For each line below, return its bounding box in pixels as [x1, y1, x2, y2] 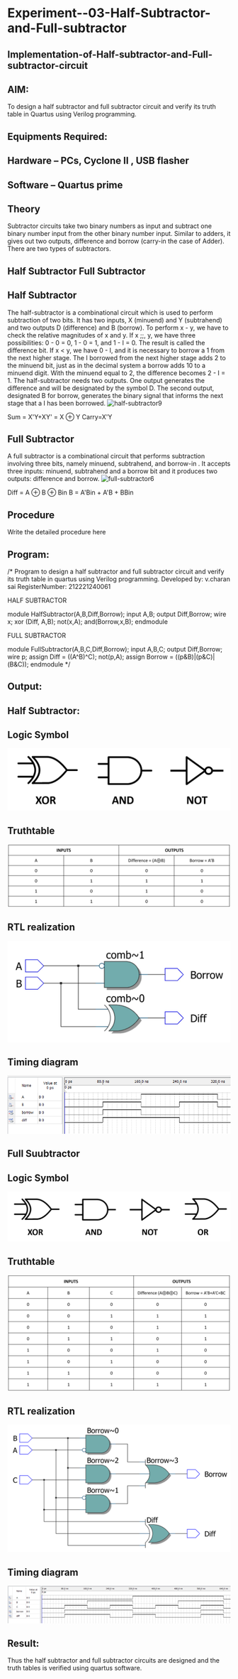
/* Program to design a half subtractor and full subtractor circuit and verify [7, 567, 225, 576]
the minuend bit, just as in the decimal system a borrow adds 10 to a [7, 361, 206, 369]
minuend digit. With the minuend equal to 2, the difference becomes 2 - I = [7, 368, 225, 377]
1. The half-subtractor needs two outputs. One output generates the [7, 376, 205, 384]
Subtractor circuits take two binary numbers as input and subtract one [7, 222, 212, 230]
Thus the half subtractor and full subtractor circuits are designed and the [7, 1656, 220, 1664]
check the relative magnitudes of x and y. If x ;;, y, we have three [7, 330, 196, 339]
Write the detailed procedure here [7, 528, 106, 536]
